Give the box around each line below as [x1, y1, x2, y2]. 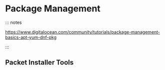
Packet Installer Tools [5, 58, 74, 67]
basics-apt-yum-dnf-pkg [5, 34, 56, 40]
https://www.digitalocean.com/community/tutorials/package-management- [5, 29, 160, 35]
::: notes [5, 19, 22, 25]
